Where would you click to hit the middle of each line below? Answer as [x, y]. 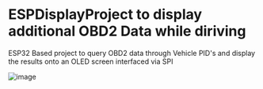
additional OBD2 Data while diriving [127, 31]
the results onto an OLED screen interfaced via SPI [91, 61]
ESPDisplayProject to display [105, 15]
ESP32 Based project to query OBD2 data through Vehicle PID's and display [132, 53]
